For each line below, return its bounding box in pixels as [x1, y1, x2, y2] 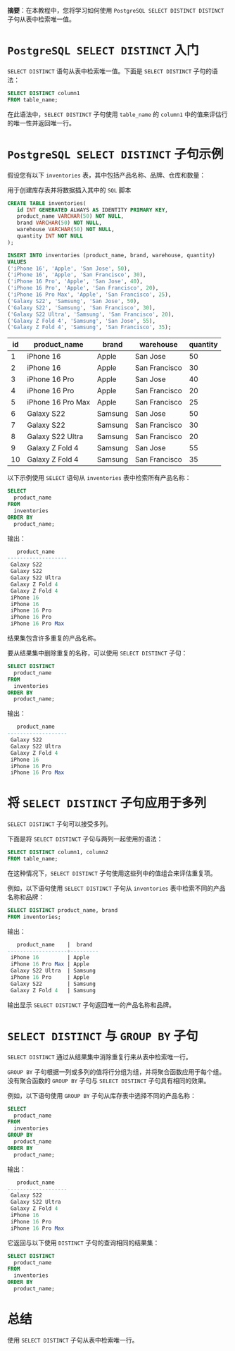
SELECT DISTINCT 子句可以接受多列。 [7, 820, 113, 828]
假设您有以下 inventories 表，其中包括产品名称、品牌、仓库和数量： [7, 171, 206, 179]
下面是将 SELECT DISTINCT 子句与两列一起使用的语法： [7, 834, 163, 844]
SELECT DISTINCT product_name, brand [7, 906, 118, 914]
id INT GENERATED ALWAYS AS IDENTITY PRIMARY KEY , [16, 206, 169, 214]
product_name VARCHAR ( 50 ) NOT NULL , [16, 213, 125, 220]
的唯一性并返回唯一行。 [7, 118, 75, 127]
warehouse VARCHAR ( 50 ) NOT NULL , [16, 226, 115, 233]
